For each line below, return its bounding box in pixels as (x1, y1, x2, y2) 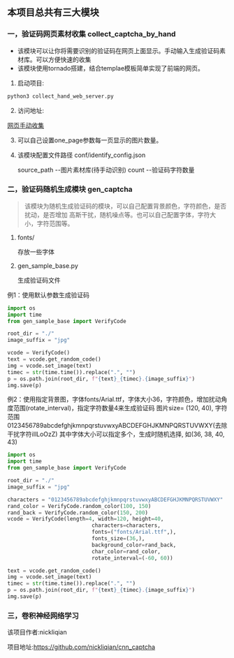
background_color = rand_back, (92, 541, 177, 548)
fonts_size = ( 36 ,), (92, 535, 145, 542)
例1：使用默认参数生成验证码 (7, 290, 89, 299)
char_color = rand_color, (92, 548, 161, 555)
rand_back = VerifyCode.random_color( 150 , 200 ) (7, 509, 149, 516)
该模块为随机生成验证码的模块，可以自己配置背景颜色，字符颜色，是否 (24, 202, 227, 210)
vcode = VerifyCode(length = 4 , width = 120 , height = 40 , (7, 516, 164, 523)
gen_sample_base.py (17, 261, 79, 270)
